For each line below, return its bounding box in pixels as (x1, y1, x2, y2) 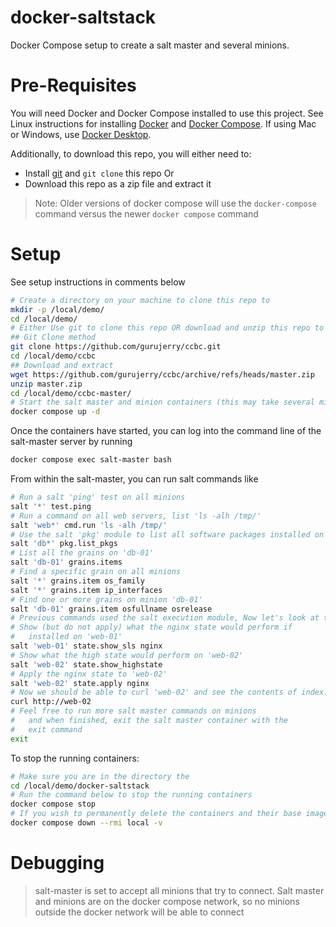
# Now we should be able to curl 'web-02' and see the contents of (10, 687, 298, 698)
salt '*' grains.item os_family (10, 576, 145, 586)
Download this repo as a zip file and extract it (24, 177, 212, 190)
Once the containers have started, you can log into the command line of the (10, 425, 322, 437)
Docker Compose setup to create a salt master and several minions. (10, 39, 290, 51)
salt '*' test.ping (10, 501, 92, 511)
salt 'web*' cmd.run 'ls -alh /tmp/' (10, 520, 168, 530)
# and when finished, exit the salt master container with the (10, 716, 288, 726)
